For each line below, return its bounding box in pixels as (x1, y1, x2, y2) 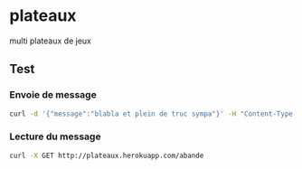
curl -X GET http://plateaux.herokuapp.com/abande (9, 151, 204, 160)
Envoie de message (9, 89, 97, 101)
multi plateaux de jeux (9, 35, 92, 46)
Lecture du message (9, 130, 101, 143)
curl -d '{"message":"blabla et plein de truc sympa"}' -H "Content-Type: (9, 109, 297, 118)
